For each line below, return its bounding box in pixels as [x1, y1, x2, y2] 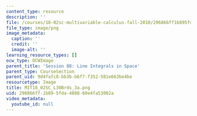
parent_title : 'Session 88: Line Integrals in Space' [6, 63, 141, 69]
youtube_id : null [11, 101, 54, 107]
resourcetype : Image [6, 80, 57, 86]
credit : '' [11, 42, 38, 47]
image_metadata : [6, 30, 46, 36]
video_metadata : [6, 95, 46, 101]
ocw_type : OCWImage [6, 57, 54, 63]
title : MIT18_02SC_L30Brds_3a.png [6, 85, 91, 91]
